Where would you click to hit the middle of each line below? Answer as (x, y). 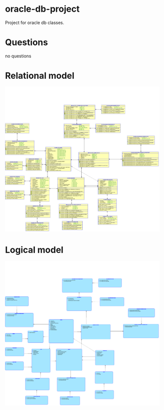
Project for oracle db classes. (35, 23)
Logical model (34, 250)
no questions (18, 56)
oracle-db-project (42, 9)
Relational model (40, 76)
